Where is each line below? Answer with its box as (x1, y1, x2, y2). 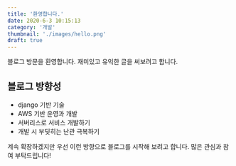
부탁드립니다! (14, 151, 52, 160)
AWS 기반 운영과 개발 (17, 109, 78, 118)
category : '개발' (7, 24, 55, 31)
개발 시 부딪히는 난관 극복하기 (17, 127, 100, 135)
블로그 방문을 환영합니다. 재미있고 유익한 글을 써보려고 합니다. (7, 58, 178, 66)
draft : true (7, 37, 43, 44)
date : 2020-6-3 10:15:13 (7, 17, 81, 24)
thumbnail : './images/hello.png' (7, 30, 107, 38)
